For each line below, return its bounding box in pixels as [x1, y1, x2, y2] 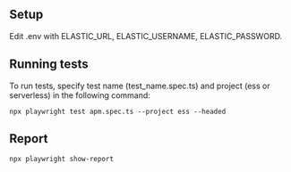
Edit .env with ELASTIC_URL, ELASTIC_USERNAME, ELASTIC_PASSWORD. [9, 30, 283, 41]
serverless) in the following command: [9, 89, 150, 101]
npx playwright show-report [9, 155, 115, 164]
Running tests [9, 57, 90, 72]
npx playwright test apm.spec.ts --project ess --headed [9, 107, 227, 116]
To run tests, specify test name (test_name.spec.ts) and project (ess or [9, 80, 270, 91]
